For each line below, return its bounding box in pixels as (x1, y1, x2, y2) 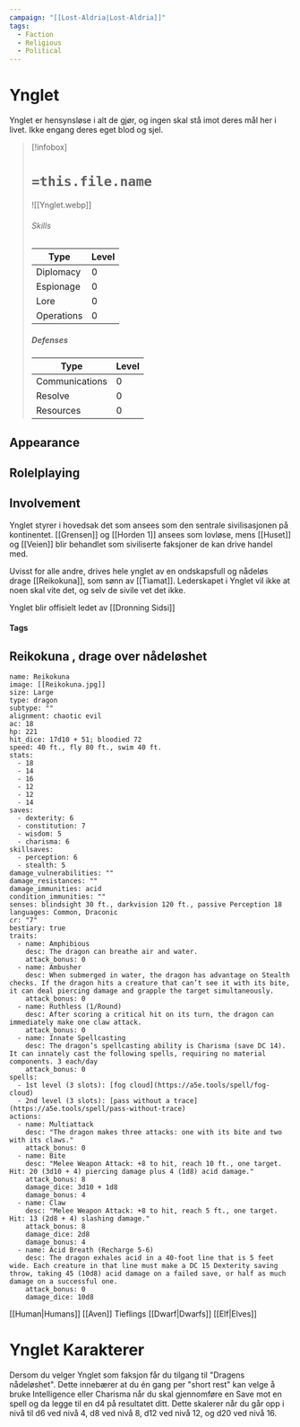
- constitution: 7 (17, 822, 87, 831)
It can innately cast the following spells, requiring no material (9, 1049, 267, 1059)
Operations (35, 310, 83, 322)
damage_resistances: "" (9, 877, 99, 886)
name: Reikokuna (9, 672, 70, 682)
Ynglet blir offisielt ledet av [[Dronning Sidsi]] (9, 602, 176, 613)
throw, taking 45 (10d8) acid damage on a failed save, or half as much (9, 1269, 287, 1279)
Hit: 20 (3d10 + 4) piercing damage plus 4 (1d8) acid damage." (9, 1168, 254, 1177)
